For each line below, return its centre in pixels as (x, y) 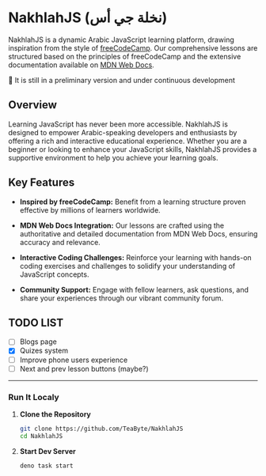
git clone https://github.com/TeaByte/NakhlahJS (101, 429)
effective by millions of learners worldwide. (90, 210)
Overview (33, 105)
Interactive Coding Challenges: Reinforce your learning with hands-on (135, 257)
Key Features (42, 183)
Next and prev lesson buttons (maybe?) (84, 368)
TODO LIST (36, 322)
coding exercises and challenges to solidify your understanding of (127, 266)
